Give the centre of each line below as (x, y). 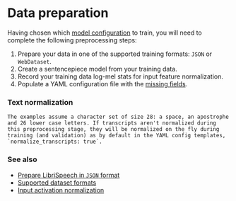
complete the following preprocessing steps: (72, 40)
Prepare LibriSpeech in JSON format (69, 175)
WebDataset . (34, 61)
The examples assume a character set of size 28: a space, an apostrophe (118, 117)
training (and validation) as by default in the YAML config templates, (117, 136)
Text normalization (40, 102)
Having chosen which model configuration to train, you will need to (105, 33)
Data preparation (58, 13)
